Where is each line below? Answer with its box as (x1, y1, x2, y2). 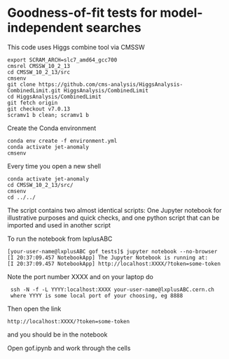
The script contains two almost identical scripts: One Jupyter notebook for (7, 206, 222, 214)
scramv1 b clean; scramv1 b (7, 111, 90, 118)
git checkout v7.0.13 (7, 105, 71, 113)
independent (7, 20, 84, 36)
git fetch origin (7, 99, 58, 106)
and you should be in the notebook (7, 330, 108, 339)
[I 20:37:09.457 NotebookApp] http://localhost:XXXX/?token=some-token (7, 260, 221, 267)
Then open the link (7, 304, 62, 313)
